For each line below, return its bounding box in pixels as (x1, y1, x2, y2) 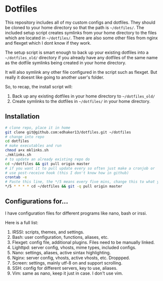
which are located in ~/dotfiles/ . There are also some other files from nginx (5, 35, 158, 41)
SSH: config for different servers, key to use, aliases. (12, 265, 118, 271)
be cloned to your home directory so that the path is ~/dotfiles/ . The (5, 24, 145, 30)
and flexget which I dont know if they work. (5, 40, 91, 46)
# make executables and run (5, 143, 62, 149)
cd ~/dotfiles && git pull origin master (5, 161, 90, 166)
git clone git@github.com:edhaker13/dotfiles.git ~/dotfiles (5, 130, 131, 134)
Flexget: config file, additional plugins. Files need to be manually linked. (12, 239, 155, 245)
